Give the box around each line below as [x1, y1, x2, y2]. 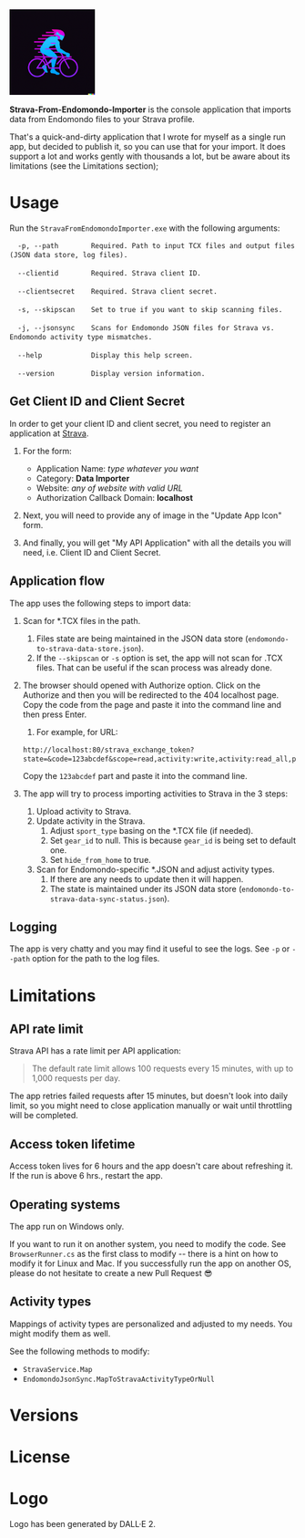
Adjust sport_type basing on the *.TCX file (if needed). [49, 825, 254, 836]
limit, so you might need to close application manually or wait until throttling [9, 1100, 293, 1111]
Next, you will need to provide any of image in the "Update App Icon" [22, 510, 282, 521]
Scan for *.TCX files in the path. [22, 615, 141, 626]
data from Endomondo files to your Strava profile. [9, 114, 196, 124]
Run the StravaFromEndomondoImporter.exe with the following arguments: [9, 223, 280, 234]
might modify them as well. [9, 1327, 111, 1339]
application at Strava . [9, 428, 89, 439]
